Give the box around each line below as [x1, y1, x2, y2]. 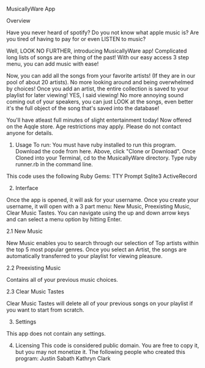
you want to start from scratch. [6, 306, 84, 314]
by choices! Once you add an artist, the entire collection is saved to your [6, 85, 188, 92]
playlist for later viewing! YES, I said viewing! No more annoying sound [6, 92, 184, 98]
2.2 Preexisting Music [6, 264, 61, 271]
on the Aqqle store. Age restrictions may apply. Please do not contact [6, 123, 182, 130]
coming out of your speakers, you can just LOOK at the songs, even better [6, 98, 193, 105]
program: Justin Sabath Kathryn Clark [15, 355, 111, 362]
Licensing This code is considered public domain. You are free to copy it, [15, 342, 199, 349]
